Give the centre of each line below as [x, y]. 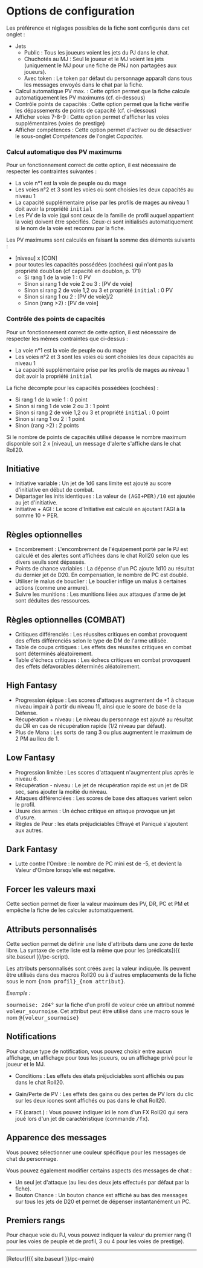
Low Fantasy [31, 758]
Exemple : [19, 993]
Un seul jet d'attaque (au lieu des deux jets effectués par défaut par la [102, 1182]
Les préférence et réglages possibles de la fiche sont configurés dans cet [98, 28]
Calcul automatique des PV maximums [64, 151]
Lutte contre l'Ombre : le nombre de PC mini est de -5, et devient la [98, 863]
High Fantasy [32, 685]
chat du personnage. [32, 1158]
